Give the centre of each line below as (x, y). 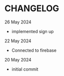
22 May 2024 (18, 41)
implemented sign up (32, 31)
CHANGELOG (32, 9)
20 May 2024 (18, 59)
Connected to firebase (34, 50)
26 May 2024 (18, 22)
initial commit (25, 69)
